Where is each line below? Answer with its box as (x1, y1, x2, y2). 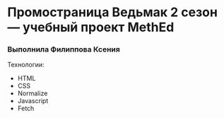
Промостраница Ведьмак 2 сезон (7, 4, 218, 20)
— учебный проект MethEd (7, 19, 175, 35)
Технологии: (7, 61, 45, 69)
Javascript (17, 97, 49, 105)
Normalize (17, 89, 48, 98)
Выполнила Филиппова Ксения (7, 45, 120, 54)
